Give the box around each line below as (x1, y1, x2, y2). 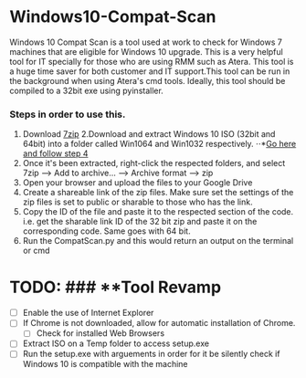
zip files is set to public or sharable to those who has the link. (22, 196, 253, 207)
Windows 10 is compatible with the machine (22, 359, 189, 370)
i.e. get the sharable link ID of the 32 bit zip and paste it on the (22, 216, 258, 227)
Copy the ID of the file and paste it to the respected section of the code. (22, 206, 294, 217)
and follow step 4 (22, 148, 89, 159)
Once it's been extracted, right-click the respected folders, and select (22, 158, 286, 169)
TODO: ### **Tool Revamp (9, 277, 222, 298)
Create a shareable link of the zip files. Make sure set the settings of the (22, 187, 294, 198)
